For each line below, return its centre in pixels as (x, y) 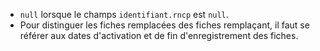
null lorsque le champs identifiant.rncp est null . (124, 14)
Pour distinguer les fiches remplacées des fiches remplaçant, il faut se (164, 25)
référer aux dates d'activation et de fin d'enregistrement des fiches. (159, 35)
